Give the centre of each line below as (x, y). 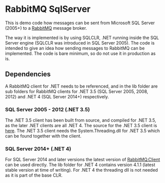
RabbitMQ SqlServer (48, 9)
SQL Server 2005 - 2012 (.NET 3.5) (48, 109)
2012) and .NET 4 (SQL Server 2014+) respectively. (57, 96)
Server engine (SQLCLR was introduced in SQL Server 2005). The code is (80, 43)
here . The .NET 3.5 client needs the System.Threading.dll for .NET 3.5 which (82, 131)
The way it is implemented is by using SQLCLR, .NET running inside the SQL (82, 38)
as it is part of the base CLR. (34, 175)
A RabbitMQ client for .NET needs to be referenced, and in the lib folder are (82, 86)
